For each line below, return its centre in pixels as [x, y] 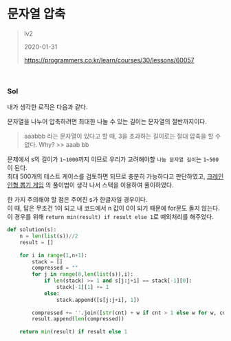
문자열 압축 [36, 14]
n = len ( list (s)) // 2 [49, 236]
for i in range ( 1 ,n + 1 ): [54, 255]
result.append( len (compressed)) [78, 319]
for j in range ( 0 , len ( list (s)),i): [83, 274]
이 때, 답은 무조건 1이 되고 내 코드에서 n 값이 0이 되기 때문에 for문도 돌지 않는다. [113, 208]
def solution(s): [32, 230]
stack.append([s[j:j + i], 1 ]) [98, 300]
